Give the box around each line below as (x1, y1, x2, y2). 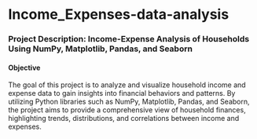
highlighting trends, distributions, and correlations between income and (8, 114, 240, 123)
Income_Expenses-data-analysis (8, 5, 229, 24)
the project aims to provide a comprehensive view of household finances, (8, 105, 246, 115)
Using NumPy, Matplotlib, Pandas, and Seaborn (8, 43, 193, 54)
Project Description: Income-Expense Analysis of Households (8, 34, 250, 45)
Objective (8, 63, 41, 72)
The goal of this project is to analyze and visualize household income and (8, 80, 246, 90)
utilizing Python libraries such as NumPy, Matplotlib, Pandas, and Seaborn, (8, 97, 250, 107)
